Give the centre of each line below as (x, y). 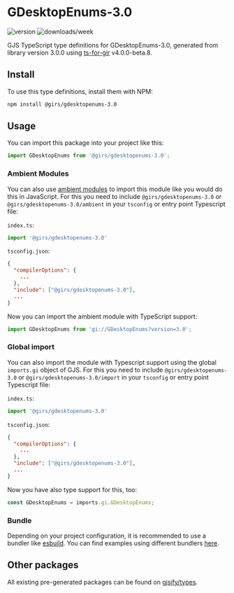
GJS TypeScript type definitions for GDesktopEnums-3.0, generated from (113, 45)
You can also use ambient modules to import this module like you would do (115, 189)
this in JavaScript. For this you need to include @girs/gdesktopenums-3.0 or (115, 196)
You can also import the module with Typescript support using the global (112, 362)
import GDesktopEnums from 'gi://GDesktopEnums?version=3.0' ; (100, 329)
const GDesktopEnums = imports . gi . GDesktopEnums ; (81, 502)
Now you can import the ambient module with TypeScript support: (102, 316)
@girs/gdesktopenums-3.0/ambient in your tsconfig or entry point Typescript (116, 204)
